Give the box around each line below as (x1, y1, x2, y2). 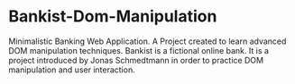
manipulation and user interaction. (8, 64, 136, 75)
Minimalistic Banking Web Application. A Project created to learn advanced (8, 36, 287, 46)
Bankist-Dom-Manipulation (8, 6, 217, 27)
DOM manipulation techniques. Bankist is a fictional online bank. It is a (8, 45, 270, 55)
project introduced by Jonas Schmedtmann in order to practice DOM (8, 55, 263, 65)
